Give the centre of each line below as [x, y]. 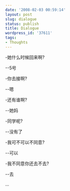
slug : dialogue [21, 19]
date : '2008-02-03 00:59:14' [35, 10]
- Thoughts [16, 42]
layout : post [19, 14]
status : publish [22, 24]
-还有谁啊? [16, 99]
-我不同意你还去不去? [27, 163]
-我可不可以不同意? [25, 142]
